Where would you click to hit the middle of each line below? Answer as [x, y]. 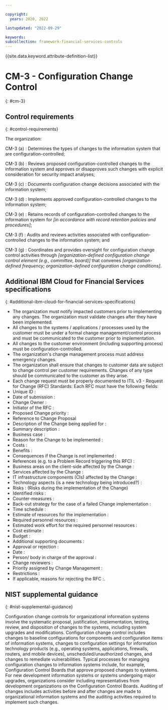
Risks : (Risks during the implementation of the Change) [70, 488]
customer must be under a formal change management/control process [87, 333]
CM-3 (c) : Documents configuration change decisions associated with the [82, 184]
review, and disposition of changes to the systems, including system [76, 627]
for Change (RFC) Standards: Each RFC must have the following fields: [86, 386]
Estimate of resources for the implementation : [61, 514]
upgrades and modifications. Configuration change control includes [75, 633]
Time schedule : [29, 509]
